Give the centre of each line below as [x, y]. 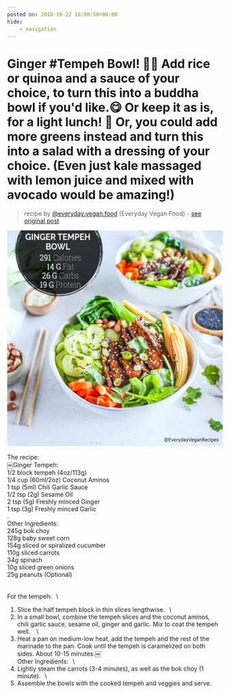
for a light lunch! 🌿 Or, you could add [112, 122]
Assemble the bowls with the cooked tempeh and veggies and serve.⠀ [116, 683]
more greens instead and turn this [105, 136]
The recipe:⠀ [26, 457]
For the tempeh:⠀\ [33, 597]
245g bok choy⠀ [31, 531]
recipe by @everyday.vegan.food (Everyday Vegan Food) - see [113, 214]
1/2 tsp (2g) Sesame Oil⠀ [42, 495]
